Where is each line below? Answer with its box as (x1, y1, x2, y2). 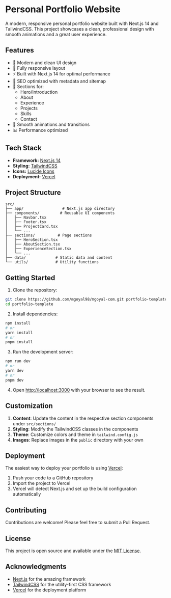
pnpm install (5, 340, 33, 345)
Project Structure (5, 188, 61, 197)
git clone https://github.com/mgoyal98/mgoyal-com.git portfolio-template (5, 297, 167, 302)
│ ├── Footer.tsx (5, 220, 47, 225)
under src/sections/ (12, 420, 56, 426)
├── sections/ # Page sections (5, 233, 93, 238)
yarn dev (5, 368, 24, 373)
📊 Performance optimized (12, 127, 68, 133)
